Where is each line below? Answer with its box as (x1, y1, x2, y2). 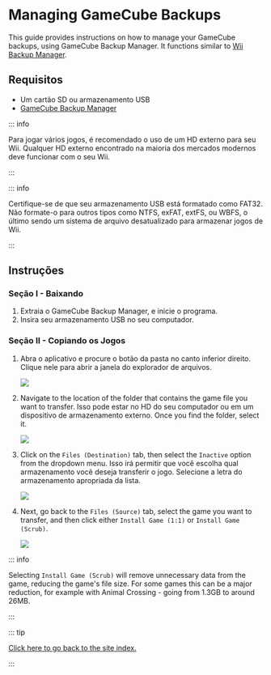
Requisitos (8, 73, 63, 87)
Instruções (8, 264, 65, 278)
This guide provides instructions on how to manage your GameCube (8, 32, 236, 42)
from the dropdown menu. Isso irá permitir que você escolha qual (19, 458, 239, 468)
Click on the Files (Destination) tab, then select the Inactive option (19, 449, 252, 459)
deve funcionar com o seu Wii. (8, 151, 111, 161)
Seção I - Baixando (8, 288, 83, 299)
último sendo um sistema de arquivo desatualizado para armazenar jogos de (8, 216, 264, 226)
